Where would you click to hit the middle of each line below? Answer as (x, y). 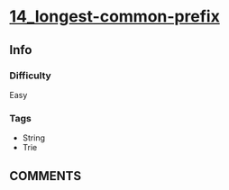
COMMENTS (46, 176)
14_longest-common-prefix (115, 17)
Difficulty (30, 76)
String (34, 138)
